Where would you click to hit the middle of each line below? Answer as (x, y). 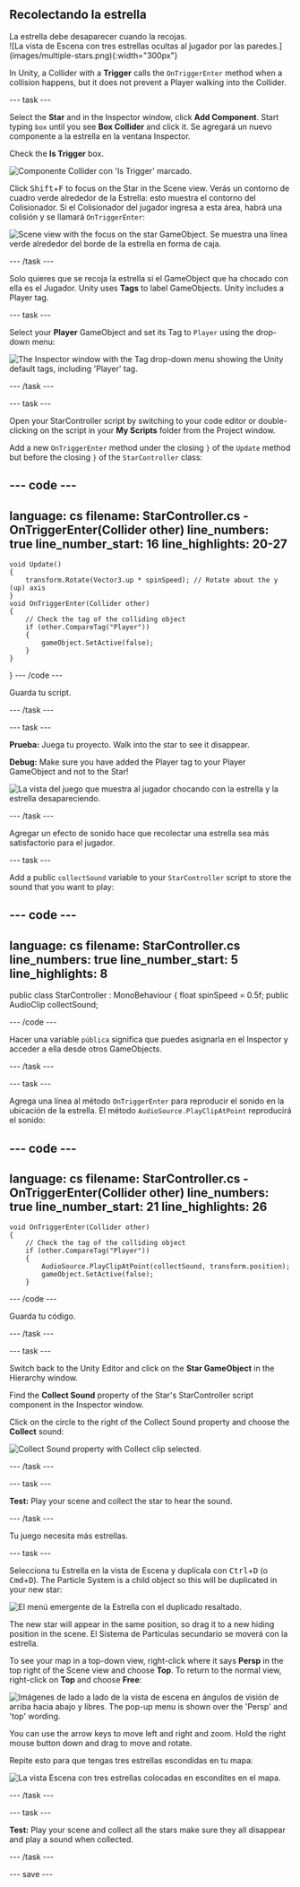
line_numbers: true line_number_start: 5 (124, 960)
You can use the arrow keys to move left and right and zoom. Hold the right (148, 1734)
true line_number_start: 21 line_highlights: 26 (138, 1207)
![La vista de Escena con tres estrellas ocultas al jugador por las (127, 46)
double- (273, 420)
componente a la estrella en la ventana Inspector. (100, 136)
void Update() (36, 565)
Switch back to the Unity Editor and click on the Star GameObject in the (142, 1368)
